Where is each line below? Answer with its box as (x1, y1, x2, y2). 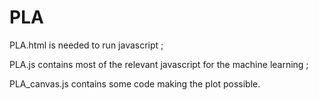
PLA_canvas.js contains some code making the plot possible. (9, 77, 261, 90)
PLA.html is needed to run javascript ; (9, 39, 164, 51)
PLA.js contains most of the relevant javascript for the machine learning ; (9, 58, 309, 70)
